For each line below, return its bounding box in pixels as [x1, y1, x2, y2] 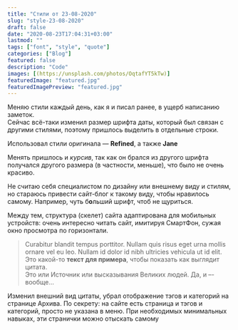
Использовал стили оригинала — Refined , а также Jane [7, 140, 178, 148]
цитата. [24, 263, 48, 272]
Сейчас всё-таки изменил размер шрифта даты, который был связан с [7, 118, 224, 127]
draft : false [7, 24, 46, 31]
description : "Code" [7, 63, 69, 71]
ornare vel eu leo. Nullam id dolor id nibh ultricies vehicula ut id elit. [24, 247, 222, 257]
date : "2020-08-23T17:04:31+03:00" [7, 30, 113, 38]
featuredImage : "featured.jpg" [7, 76, 100, 84]
